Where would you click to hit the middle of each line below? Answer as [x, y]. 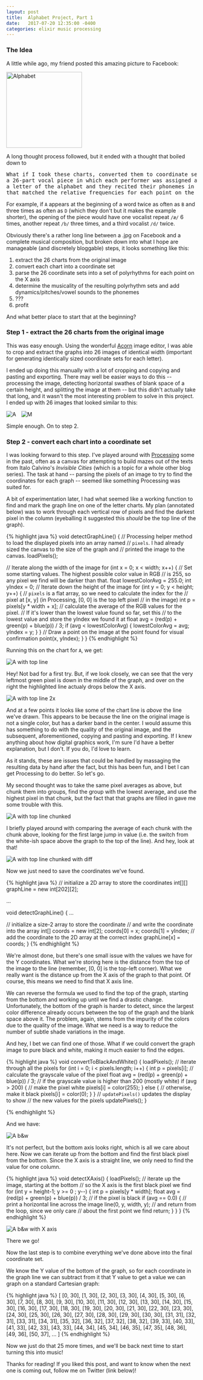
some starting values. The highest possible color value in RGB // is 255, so [99, 574]
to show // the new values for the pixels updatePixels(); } [76, 1101]
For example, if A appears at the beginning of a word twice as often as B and [101, 204]
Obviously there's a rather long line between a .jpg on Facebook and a [94, 235]
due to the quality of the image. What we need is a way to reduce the [92, 1026]
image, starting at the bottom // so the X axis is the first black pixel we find [99, 1185]
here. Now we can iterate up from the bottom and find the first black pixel [98, 1154]
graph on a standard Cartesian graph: [53, 1284]
